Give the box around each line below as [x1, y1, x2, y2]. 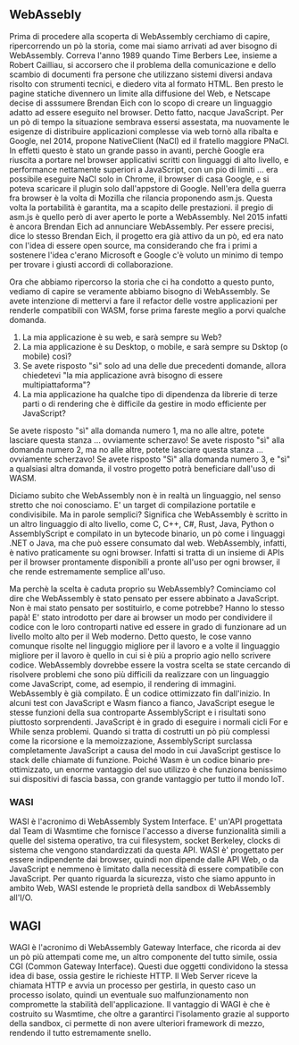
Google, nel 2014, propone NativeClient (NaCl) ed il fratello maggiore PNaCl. [9, 135, 289, 146]
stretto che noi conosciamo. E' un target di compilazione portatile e [9, 499, 256, 510]
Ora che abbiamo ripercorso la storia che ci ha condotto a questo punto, [9, 276, 275, 287]
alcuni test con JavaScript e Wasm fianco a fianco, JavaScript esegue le [9, 697, 275, 708]
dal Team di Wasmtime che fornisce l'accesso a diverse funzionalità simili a [9, 826, 287, 837]
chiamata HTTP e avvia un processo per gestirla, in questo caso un [9, 980, 256, 990]
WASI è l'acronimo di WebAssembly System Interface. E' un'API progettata [9, 816, 283, 827]
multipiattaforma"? [21, 379, 91, 390]
